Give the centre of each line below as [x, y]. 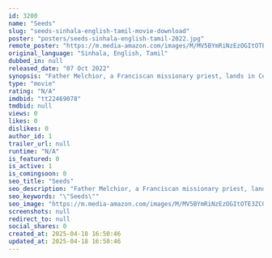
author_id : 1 [30, 136]
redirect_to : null [39, 219]
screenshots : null [39, 211]
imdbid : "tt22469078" [45, 99]
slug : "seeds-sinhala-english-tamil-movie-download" [99, 31]
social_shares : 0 [38, 226]
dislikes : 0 [28, 129]
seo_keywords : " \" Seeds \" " [54, 196]
